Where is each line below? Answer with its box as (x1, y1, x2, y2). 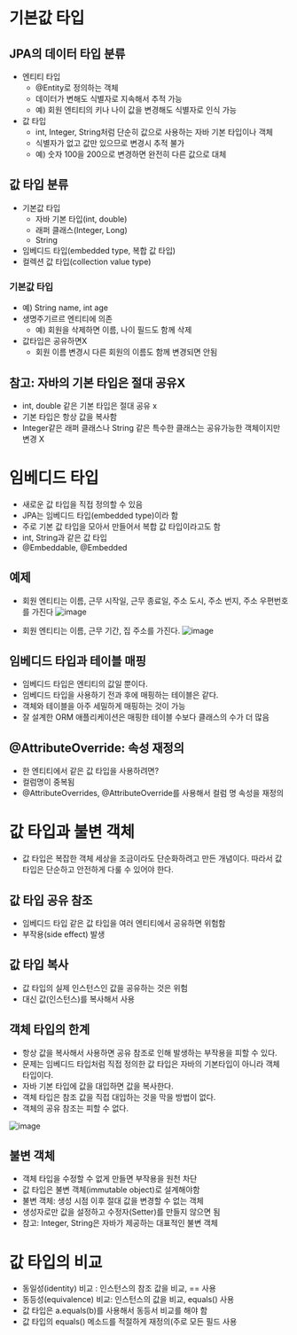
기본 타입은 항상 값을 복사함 (21, 411, 118, 422)
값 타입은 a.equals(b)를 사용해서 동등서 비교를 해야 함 (21, 1305, 208, 1316)
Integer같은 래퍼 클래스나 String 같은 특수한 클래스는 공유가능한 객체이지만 (21, 422, 281, 433)
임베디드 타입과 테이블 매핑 (9, 653, 146, 669)
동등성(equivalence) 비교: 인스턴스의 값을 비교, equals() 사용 (21, 1294, 235, 1305)
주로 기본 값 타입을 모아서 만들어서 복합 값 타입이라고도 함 (21, 520, 222, 532)
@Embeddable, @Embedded (21, 542, 128, 552)
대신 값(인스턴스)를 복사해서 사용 (21, 994, 136, 1004)
